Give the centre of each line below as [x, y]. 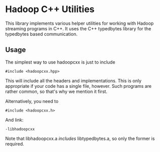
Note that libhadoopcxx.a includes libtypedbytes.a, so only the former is [80, 138]
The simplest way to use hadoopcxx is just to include [60, 62]
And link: [14, 120]
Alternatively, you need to [32, 101]
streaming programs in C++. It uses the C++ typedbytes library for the [78, 28]
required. [15, 144]
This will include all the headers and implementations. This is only [73, 81]
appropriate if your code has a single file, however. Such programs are [78, 86]
